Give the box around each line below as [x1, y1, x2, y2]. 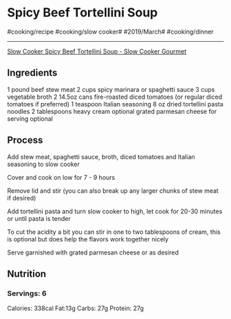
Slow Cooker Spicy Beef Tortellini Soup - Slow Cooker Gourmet [7, 47, 187, 56]
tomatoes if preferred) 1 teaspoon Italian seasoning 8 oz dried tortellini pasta [7, 99, 223, 108]
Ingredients [7, 67, 58, 79]
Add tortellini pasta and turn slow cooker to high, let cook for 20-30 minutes [7, 207, 223, 215]
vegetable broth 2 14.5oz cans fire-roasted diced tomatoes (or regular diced [7, 93, 223, 101]
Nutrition [7, 268, 47, 279]
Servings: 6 [7, 288, 47, 298]
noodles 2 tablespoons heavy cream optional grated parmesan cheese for [7, 107, 217, 115]
